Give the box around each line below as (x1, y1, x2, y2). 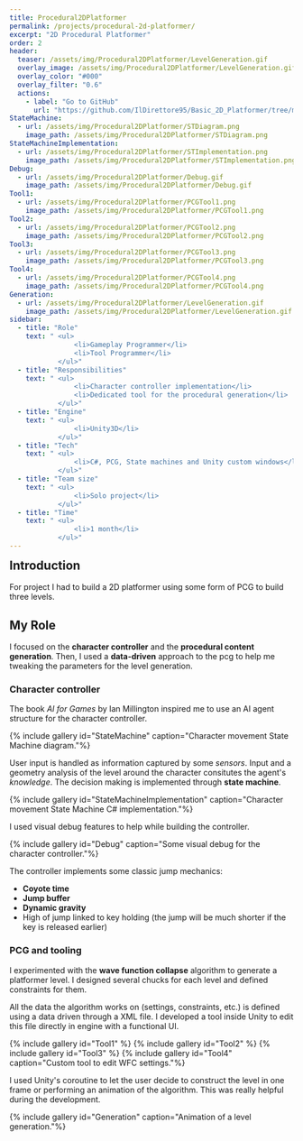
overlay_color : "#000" (17, 72, 103, 81)
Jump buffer (22, 893, 70, 904)
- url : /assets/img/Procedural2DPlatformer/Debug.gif (17, 172, 224, 181)
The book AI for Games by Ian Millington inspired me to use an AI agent (9, 704, 275, 714)
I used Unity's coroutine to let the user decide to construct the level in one (9, 1074, 285, 1085)
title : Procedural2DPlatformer (9, 13, 127, 23)
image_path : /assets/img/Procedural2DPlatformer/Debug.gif (25, 181, 252, 190)
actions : (17, 88, 50, 97)
